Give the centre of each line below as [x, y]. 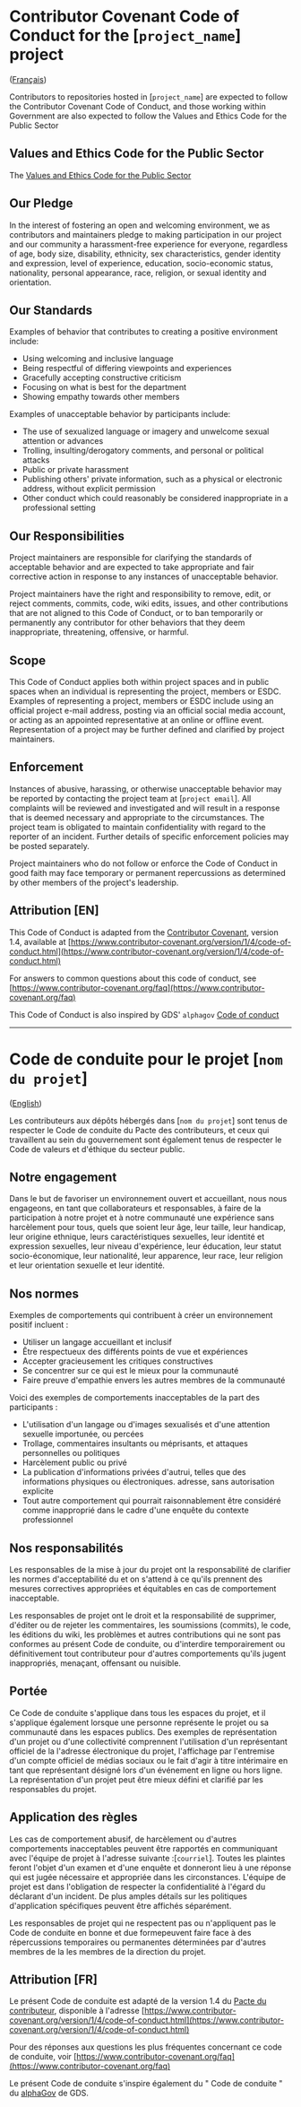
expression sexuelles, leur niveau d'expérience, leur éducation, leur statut [146, 1246]
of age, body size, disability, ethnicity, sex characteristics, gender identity [145, 254]
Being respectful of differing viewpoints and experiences [127, 369]
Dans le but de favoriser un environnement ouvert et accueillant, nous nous [148, 1199]
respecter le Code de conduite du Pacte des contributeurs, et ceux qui [139, 1130]
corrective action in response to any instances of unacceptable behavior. [144, 577]
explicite [38, 1491]
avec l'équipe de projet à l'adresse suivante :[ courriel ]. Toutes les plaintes [147, 1858]
